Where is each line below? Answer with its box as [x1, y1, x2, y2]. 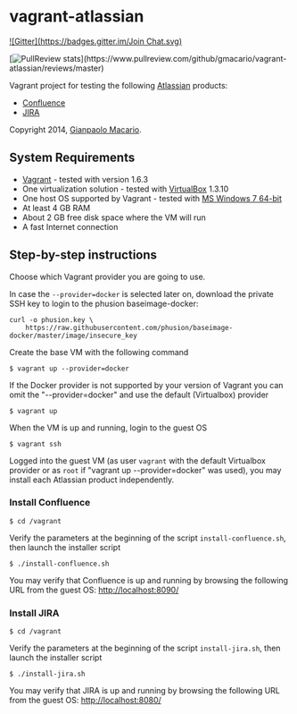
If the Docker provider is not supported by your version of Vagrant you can [9, 379, 284, 390]
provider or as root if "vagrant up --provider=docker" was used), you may [9, 464, 282, 475]
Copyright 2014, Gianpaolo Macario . [9, 123, 142, 135]
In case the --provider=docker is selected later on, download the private [9, 288, 275, 299]
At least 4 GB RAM [21, 202, 91, 213]
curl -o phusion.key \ [9, 315, 94, 324]
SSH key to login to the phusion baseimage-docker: [9, 298, 199, 309]
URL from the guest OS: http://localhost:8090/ [9, 584, 179, 595]
